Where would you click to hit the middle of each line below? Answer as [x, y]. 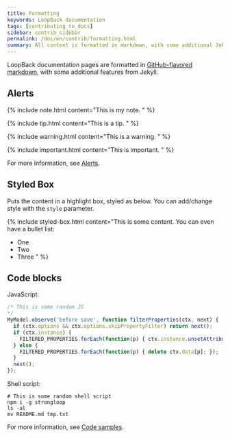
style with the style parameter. [51, 208]
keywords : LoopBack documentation [56, 20]
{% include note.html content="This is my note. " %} [81, 109]
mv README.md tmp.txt [38, 415]
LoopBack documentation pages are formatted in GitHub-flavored [100, 65]
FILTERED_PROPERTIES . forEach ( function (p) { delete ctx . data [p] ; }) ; [119, 352]
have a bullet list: [31, 229]
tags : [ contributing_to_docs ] [50, 26]
